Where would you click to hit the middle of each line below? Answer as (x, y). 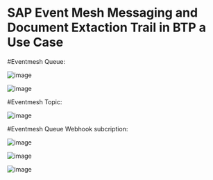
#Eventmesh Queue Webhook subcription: (68, 129)
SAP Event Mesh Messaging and (103, 13)
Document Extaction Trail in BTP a (107, 27)
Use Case (35, 42)
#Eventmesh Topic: (35, 101)
